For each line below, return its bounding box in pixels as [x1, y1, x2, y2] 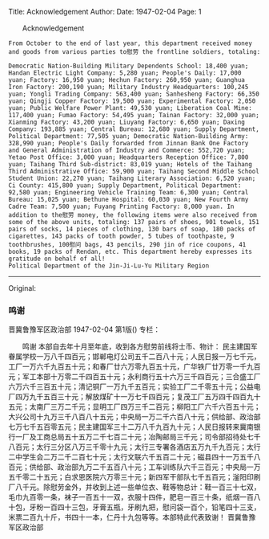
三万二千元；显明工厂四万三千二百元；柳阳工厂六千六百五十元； [50, 402, 261, 412]
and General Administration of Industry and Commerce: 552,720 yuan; [8, 146, 246, 154]
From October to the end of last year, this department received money [8, 39, 252, 47]
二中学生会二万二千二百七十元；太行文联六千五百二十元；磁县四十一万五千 [8, 452, 254, 462]
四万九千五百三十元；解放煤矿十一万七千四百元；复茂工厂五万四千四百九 [14, 392, 254, 402]
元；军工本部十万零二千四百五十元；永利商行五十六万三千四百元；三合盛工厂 [8, 372, 261, 382]
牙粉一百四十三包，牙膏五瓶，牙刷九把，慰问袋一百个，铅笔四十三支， [29, 502, 261, 512]
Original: [8, 284, 37, 292]
